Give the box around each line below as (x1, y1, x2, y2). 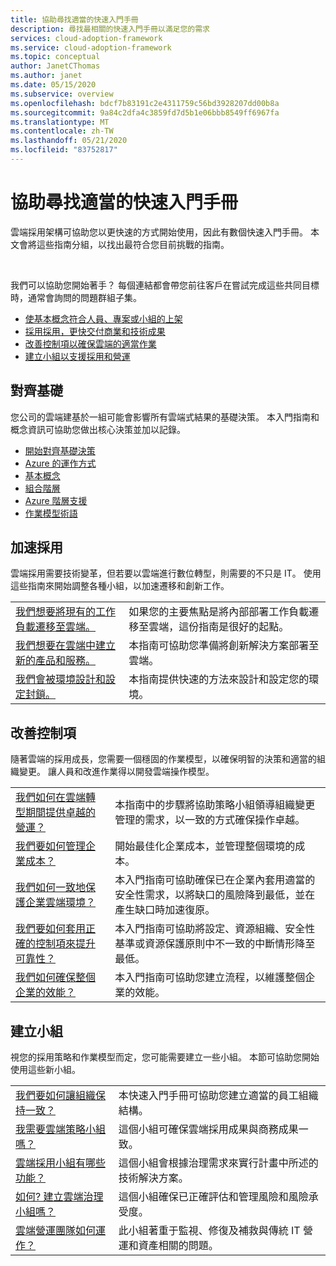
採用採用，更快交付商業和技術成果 (24, 325, 166, 337)
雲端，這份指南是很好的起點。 (148, 620, 290, 634)
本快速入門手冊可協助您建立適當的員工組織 (118, 1089, 319, 1103)
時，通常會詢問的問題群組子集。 (10, 291, 142, 303)
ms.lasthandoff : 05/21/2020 (10, 136, 128, 146)
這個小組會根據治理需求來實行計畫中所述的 (118, 1156, 319, 1170)
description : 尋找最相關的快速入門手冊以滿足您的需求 (10, 24, 211, 34)
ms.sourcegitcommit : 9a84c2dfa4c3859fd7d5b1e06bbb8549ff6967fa (10, 107, 280, 118)
